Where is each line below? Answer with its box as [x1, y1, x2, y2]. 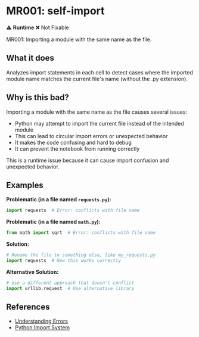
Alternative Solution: [6, 268, 59, 275]
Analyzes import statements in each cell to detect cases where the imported [6, 68, 194, 76]
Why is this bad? [6, 92, 70, 102]
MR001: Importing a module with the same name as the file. [6, 36, 152, 43]
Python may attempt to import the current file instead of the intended [14, 120, 185, 127]
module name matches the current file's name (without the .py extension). [6, 75, 188, 82]
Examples [6, 180, 43, 190]
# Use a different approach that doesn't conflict [6, 280, 135, 286]
